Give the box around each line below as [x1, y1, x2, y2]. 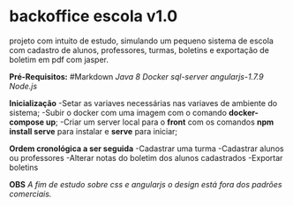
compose [9, 117, 45, 127]
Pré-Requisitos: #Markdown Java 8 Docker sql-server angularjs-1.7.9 [9, 71, 264, 81]
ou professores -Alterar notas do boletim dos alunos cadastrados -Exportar [9, 152, 283, 163]
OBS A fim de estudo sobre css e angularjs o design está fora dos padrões [9, 179, 282, 189]
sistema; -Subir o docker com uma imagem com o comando [9, 107, 228, 118]
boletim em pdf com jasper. [9, 54, 109, 65]
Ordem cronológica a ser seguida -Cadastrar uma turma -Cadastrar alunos [9, 143, 284, 154]
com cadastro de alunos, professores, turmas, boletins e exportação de [9, 44, 269, 55]
